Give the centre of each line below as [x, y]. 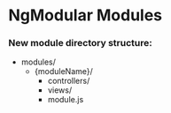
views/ [60, 90]
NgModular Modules [85, 15]
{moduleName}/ [64, 72]
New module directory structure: [80, 43]
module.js [66, 100]
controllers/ [69, 81]
